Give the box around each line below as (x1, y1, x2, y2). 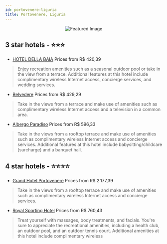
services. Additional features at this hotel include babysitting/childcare (17, 141, 163, 147)
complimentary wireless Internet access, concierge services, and (17, 77, 152, 83)
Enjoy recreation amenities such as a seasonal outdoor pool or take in (17, 66, 161, 72)
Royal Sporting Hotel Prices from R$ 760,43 (12, 208, 103, 214)
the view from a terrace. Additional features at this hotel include (17, 71, 149, 77)
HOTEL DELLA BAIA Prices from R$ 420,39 (12, 56, 101, 62)
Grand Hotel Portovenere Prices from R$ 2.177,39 (12, 178, 113, 184)
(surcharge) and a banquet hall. (17, 147, 82, 153)
